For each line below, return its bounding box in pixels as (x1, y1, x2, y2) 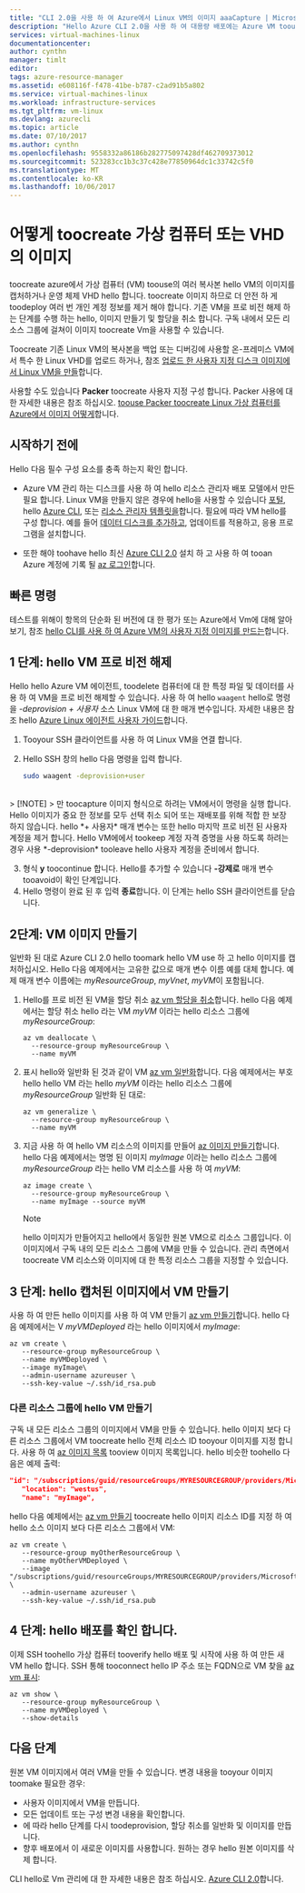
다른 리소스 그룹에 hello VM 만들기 (9, 1401, 152, 1414)
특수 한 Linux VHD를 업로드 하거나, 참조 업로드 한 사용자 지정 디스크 (18, 356, 259, 366)
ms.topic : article (9, 124, 79, 133)
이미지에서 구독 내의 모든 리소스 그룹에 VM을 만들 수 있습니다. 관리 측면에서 (22, 1243, 290, 1255)
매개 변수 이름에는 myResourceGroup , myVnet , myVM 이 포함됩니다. (18, 975, 265, 987)
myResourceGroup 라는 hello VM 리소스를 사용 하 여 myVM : (22, 1163, 241, 1174)
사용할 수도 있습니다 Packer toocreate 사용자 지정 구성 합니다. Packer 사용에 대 (9, 386, 293, 396)
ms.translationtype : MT (9, 165, 100, 175)
